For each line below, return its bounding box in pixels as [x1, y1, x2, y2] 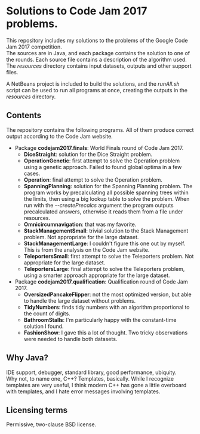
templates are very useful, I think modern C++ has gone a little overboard [6, 381, 187, 388]
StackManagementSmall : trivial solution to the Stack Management [23, 227, 189, 234]
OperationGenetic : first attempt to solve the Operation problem [23, 157, 180, 164]
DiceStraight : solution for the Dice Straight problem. [23, 150, 153, 158]
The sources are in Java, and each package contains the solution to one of [6, 49, 190, 56]
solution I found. [23, 323, 64, 330]
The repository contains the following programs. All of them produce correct [6, 126, 194, 133]
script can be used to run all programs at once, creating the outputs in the [6, 86, 188, 94]
